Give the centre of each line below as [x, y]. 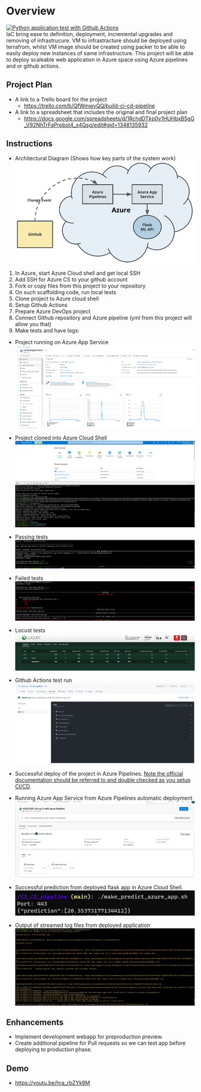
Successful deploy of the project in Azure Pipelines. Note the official [99, 773]
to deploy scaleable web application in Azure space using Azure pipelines [97, 59]
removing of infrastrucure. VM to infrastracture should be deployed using [97, 40]
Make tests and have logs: [47, 331]
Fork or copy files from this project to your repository [80, 286]
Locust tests [30, 630]
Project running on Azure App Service [62, 342]
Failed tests [29, 578]
